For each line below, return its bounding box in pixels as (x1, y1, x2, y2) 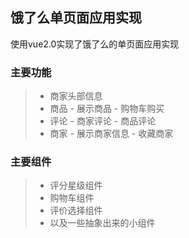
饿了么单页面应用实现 (10, 9, 142, 27)
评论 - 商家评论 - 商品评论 (49, 115, 157, 127)
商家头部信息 (49, 90, 103, 102)
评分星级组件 (49, 179, 103, 192)
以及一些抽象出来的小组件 (49, 217, 156, 229)
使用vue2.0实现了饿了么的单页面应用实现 (10, 38, 180, 50)
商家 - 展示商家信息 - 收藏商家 (49, 128, 174, 140)
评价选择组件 (49, 204, 103, 217)
